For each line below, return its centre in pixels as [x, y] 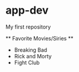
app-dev [27, 10]
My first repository [28, 27]
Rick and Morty [33, 56]
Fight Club [27, 62]
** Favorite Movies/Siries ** [39, 38]
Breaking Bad [31, 50]
